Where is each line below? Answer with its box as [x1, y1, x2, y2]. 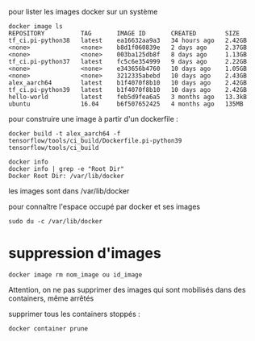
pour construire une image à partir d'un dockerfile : [8, 114, 179, 123]
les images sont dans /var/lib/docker [8, 186, 130, 196]
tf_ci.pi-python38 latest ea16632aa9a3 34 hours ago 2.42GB [8, 36, 248, 44]
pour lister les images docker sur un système [8, 7, 158, 16]
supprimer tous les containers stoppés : [8, 309, 141, 318]
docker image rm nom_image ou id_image [8, 270, 143, 279]
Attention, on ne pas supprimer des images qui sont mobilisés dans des [8, 285, 246, 294]
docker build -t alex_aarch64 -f [8, 130, 121, 138]
